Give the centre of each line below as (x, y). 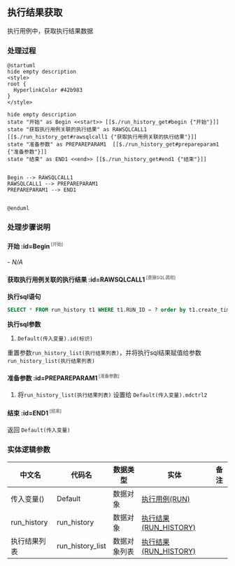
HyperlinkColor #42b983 (48, 90)
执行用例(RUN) (165, 499)
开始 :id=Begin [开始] (35, 246)
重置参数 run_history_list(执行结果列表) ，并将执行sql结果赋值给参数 (104, 352)
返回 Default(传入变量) (39, 430)
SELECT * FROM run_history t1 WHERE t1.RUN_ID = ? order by (97, 310)
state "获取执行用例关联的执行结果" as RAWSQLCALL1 (77, 130)
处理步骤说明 (29, 228)
